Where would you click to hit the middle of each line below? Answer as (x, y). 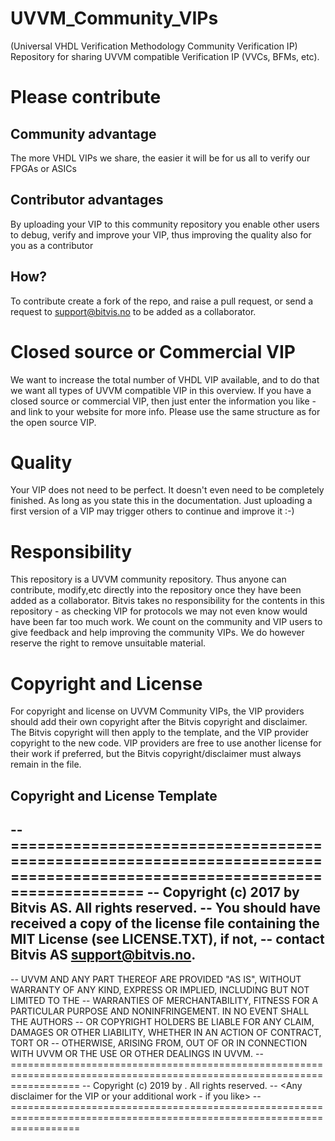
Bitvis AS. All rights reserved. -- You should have (166, 908)
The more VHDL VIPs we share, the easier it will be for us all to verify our (160, 158)
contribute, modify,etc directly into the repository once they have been (156, 590)
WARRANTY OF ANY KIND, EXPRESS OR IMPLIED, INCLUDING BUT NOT (160, 989)
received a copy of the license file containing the (165, 923)
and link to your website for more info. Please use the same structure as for (165, 411)
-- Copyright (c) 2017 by (223, 892)
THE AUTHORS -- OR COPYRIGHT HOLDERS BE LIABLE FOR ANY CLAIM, (162, 1021)
